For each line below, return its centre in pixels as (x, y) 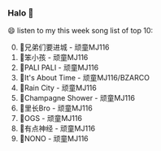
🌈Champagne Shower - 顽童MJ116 (77, 98)
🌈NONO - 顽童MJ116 (54, 139)
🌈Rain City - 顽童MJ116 (58, 88)
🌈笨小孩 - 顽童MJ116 (54, 58)
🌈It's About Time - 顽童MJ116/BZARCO (84, 78)
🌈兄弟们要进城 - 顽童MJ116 (65, 47)
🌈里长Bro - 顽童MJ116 (56, 108)
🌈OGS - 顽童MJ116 (51, 119)
